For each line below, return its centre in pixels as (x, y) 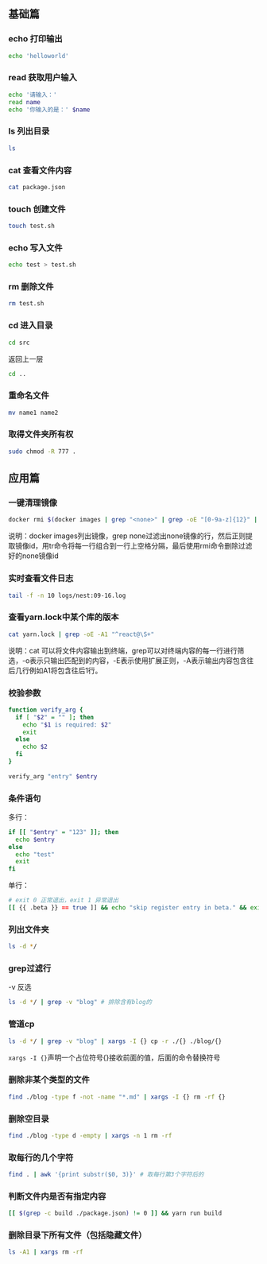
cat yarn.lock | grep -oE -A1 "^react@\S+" (81, 634)
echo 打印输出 (35, 39)
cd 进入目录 (31, 326)
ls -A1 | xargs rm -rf (46, 1252)
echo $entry (35, 839)
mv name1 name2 (33, 413)
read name (25, 102)
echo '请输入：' (33, 95)
